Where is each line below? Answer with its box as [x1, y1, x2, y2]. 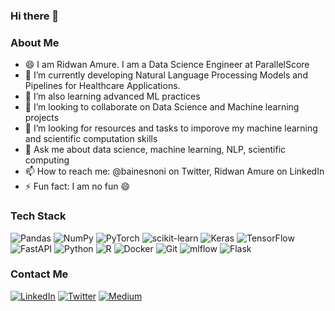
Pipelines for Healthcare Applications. [24, 80, 181, 92]
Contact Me [10, 267, 69, 281]
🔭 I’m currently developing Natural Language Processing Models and [24, 69, 308, 81]
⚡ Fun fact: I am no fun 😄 [24, 180, 131, 193]
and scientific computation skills [24, 133, 158, 145]
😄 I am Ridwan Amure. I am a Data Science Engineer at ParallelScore [24, 59, 310, 71]
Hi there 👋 [10, 9, 60, 23]
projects [24, 112, 60, 124]
